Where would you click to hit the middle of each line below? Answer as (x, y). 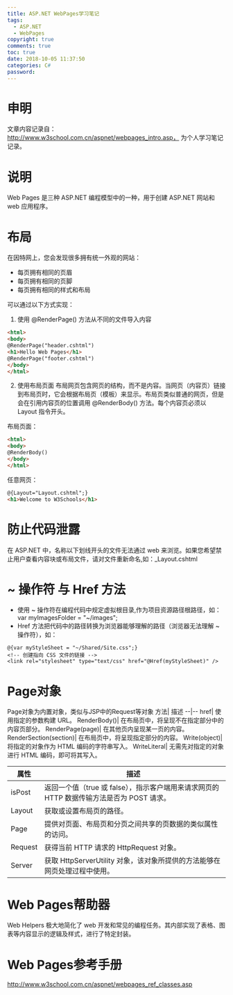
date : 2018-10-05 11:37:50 (46, 59)
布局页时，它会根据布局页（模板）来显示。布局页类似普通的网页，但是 (123, 395)
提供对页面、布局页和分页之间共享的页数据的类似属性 (131, 824)
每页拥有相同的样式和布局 (54, 290)
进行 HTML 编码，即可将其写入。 (54, 755)
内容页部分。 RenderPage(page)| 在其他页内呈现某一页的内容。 (98, 729)
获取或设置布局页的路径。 (86, 811)
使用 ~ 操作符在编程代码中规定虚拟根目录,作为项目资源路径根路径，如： (119, 610)
